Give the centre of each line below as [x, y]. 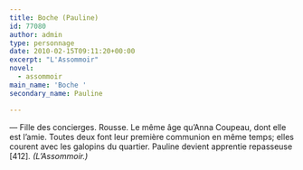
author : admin [36, 34]
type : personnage [42, 43]
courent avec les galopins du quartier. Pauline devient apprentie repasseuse [151, 146]
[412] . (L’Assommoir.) [49, 156]
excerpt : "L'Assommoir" [54, 60]
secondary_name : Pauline [56, 93]
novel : [22, 69]
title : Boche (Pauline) [54, 18]
